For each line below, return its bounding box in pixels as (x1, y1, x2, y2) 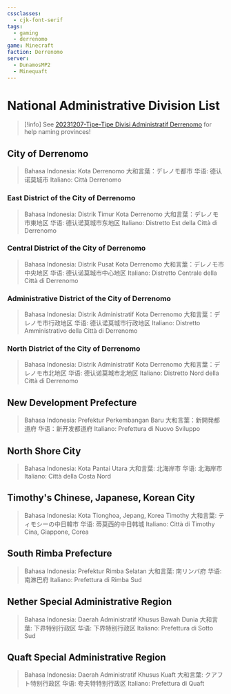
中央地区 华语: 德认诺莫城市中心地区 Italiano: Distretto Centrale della (23, 269, 217, 277)
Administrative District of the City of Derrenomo (7, 293, 171, 303)
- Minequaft (13, 68, 48, 75)
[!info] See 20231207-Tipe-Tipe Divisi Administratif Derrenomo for (23, 120, 212, 128)
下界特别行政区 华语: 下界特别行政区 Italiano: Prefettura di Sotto (33, 624, 214, 632)
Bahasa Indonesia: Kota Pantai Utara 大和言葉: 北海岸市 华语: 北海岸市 (23, 464, 223, 473)
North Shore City (7, 445, 81, 456)
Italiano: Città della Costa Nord (23, 472, 112, 481)
